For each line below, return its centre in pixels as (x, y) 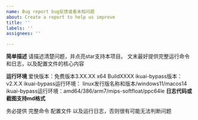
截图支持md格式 (26, 99)
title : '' (18, 22)
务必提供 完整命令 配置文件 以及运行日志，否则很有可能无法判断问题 (89, 111)
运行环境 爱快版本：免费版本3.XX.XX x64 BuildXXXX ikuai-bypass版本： (94, 76)
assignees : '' (24, 34)
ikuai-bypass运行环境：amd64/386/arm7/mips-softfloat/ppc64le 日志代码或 (99, 91)
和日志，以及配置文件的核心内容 (45, 64)
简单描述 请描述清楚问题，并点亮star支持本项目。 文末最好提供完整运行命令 (98, 56)
